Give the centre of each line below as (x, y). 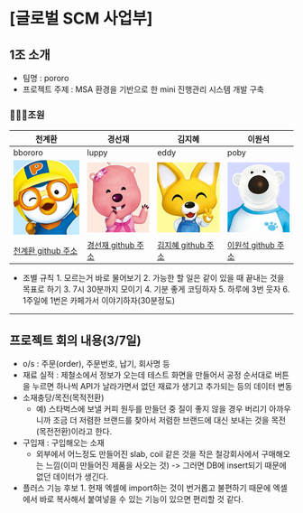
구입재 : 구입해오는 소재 (64, 443)
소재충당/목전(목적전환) (63, 397)
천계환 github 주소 (46, 250)
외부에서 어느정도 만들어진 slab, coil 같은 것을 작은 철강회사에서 (147, 454)
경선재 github (111, 245)
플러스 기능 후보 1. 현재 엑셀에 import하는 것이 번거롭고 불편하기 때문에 (147, 488)
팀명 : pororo (46, 78)
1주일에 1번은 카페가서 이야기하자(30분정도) (99, 301)
